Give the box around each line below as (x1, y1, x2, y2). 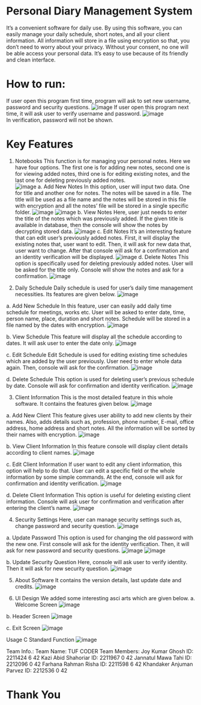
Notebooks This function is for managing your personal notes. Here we (14, 157, 191, 164)
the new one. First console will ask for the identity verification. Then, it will (6, 540, 190, 547)
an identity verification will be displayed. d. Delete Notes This (14, 253, 189, 260)
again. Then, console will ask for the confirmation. (6, 364, 130, 371)
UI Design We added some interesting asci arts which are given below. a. (14, 594, 195, 601)
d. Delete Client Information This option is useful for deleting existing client (6, 491, 191, 498)
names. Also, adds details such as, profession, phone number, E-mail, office (6, 418, 194, 425)
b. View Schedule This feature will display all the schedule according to (6, 333, 182, 340)
